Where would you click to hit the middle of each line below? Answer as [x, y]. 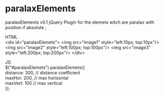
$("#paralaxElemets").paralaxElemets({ [45, 67]
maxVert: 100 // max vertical [34, 83]
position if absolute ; [26, 27]
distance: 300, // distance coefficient [43, 72]
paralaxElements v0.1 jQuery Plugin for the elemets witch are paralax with [80, 22]
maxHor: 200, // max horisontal [37, 78]
